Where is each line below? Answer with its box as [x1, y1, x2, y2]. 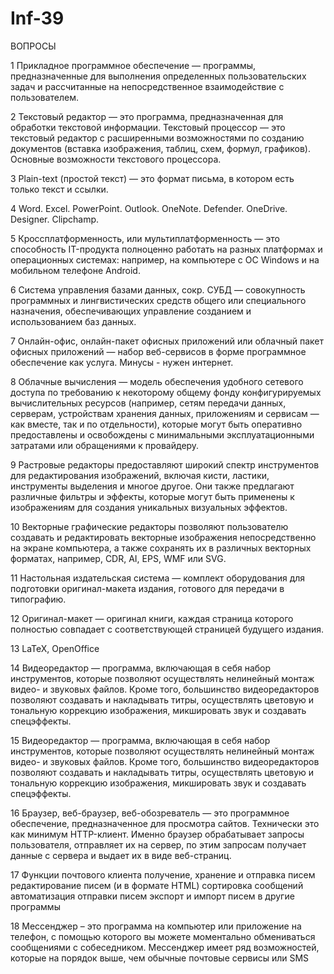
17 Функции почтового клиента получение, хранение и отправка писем [10, 868, 316, 881]
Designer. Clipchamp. [10, 213, 100, 225]
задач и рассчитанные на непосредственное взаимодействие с [10, 80, 285, 92]
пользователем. [10, 91, 80, 103]
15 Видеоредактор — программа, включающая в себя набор [10, 734, 271, 746]
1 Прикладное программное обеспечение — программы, [10, 59, 257, 71]
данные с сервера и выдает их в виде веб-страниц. [10, 849, 232, 861]
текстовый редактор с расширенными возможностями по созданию [10, 132, 305, 144]
